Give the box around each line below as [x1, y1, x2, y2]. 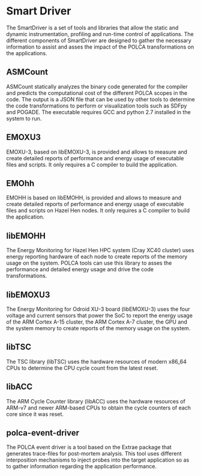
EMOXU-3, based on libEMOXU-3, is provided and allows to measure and [6, 148, 188, 155]
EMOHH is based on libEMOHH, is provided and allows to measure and [6, 194, 182, 202]
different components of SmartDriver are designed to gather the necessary [6, 37, 192, 44]
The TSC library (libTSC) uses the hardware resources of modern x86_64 [6, 358, 187, 365]
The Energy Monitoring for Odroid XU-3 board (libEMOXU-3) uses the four [6, 306, 190, 313]
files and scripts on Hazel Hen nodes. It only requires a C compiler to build [6, 207, 190, 214]
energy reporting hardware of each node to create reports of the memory [6, 253, 188, 261]
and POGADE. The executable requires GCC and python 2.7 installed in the [6, 108, 191, 115]
